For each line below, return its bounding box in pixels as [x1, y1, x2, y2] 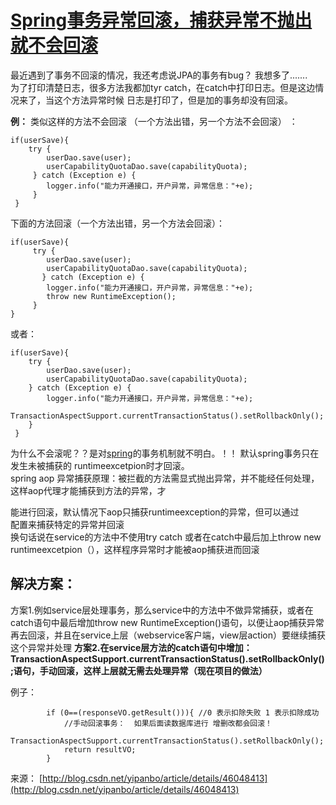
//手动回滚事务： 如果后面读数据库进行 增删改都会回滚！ [63, 718, 273, 728]
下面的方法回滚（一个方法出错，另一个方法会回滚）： [10, 217, 225, 229]
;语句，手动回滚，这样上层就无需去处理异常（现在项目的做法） [10, 664, 268, 676]
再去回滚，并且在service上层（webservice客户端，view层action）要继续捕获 [10, 629, 326, 641]
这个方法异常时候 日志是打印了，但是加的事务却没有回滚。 [53, 94, 293, 106]
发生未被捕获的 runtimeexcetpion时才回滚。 [10, 459, 190, 471]
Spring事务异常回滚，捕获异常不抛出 [10, 9, 313, 32]
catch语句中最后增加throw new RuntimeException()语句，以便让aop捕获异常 [10, 616, 325, 628]
